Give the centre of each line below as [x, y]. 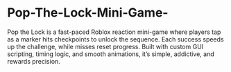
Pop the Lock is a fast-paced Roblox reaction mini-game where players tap [114, 32]
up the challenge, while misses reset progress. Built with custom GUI [105, 46]
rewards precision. [34, 61]
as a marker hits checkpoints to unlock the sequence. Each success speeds [115, 39]
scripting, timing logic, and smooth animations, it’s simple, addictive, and [111, 54]
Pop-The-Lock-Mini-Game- [88, 13]
